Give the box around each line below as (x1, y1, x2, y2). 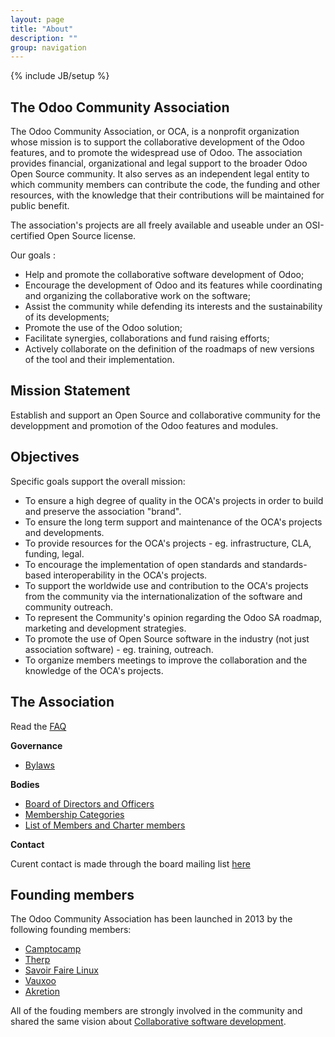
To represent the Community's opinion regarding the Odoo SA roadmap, (24, 611, 323, 623)
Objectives (10, 449, 80, 466)
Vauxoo (24, 975, 57, 987)
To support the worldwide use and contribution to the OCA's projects (24, 579, 309, 591)
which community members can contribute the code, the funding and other (10, 179, 321, 191)
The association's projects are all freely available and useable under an (10, 219, 303, 231)
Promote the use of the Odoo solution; (24, 322, 183, 334)
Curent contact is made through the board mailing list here (10, 857, 251, 870)
